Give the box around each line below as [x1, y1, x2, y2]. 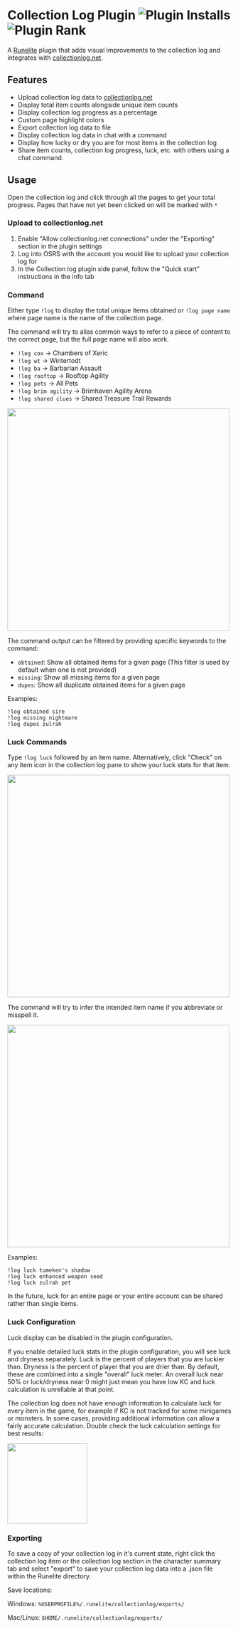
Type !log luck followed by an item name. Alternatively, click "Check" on [7, 753, 222, 761]
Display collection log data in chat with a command [17, 130, 167, 139]
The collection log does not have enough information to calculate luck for [7, 1398, 222, 1407]
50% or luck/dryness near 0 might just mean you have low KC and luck [7, 1377, 215, 1386]
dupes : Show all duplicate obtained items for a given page [17, 680, 186, 690]
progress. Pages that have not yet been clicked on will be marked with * [7, 200, 218, 209]
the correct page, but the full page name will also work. [7, 335, 169, 344]
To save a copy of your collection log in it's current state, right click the [7, 1549, 215, 1558]
